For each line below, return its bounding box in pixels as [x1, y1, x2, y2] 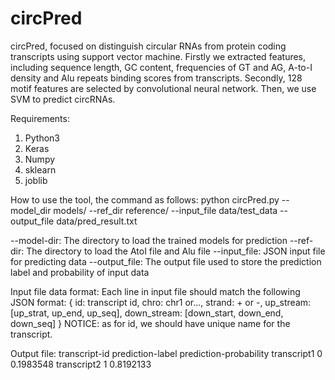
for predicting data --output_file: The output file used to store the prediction [10, 255, 322, 267]
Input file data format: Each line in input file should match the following [10, 285, 301, 297]
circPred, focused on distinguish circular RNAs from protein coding [10, 40, 287, 52]
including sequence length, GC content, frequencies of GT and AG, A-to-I [10, 61, 313, 73]
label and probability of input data [10, 266, 150, 278]
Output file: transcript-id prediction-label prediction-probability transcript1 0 [10, 347, 323, 359]
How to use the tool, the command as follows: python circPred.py [10, 193, 280, 206]
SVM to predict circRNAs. [10, 93, 116, 105]
